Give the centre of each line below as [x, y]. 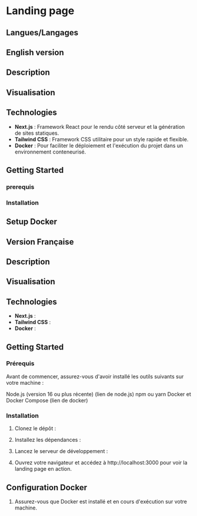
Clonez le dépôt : [35, 428]
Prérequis [20, 364]
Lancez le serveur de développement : [61, 451]
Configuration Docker [46, 487]
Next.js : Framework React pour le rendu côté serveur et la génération [100, 126]
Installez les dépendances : [48, 440]
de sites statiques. [37, 133]
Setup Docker [32, 222]
